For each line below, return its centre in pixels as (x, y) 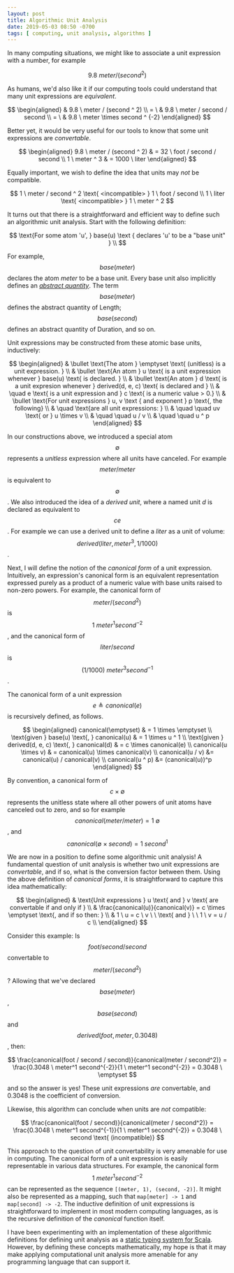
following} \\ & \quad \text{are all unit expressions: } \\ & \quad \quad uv (117, 408)
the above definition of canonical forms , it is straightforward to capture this (115, 879)
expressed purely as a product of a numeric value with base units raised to (115, 582)
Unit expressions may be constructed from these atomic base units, (105, 342)
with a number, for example (46, 61)
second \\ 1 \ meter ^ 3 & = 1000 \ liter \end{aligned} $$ (117, 159)
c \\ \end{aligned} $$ (117, 922)
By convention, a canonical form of (58, 780)
